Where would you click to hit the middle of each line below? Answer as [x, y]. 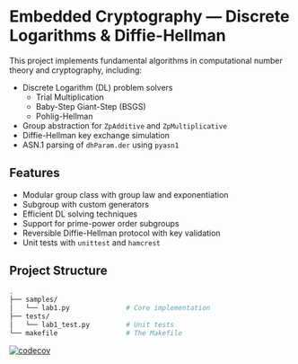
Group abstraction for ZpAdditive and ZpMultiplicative [124, 125]
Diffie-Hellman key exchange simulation [96, 135]
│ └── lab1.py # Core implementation [110, 308]
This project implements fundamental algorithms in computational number [146, 60]
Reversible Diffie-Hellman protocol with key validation [122, 233]
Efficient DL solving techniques [79, 214]
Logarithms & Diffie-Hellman [118, 36]
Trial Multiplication [70, 97]
